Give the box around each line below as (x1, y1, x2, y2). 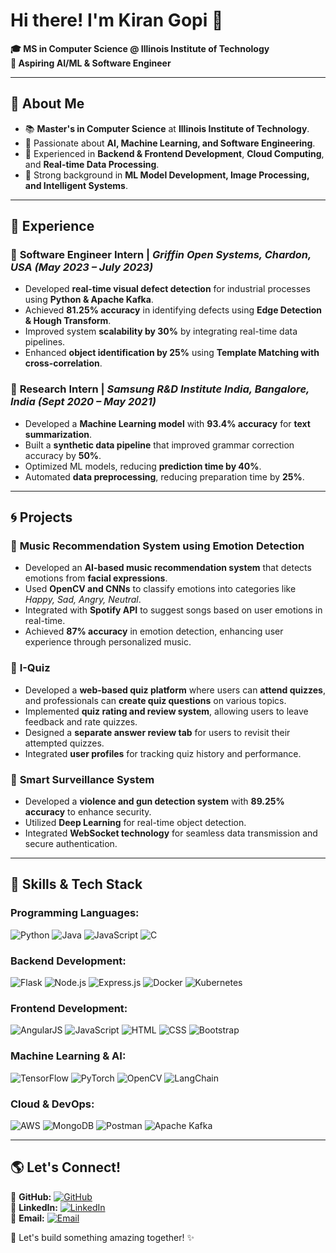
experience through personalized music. (24, 636, 192, 648)
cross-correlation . (24, 357, 103, 369)
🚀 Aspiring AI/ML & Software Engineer (10, 57, 172, 69)
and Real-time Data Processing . (24, 158, 160, 170)
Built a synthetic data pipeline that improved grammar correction (24, 439, 295, 451)
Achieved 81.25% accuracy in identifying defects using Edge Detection (24, 304, 323, 316)
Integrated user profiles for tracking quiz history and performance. (24, 747, 302, 759)
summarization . (24, 428, 93, 440)
